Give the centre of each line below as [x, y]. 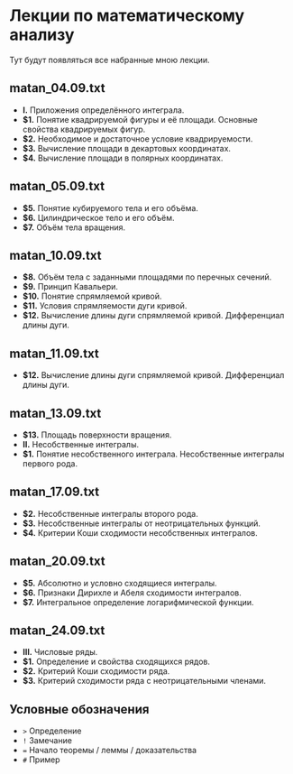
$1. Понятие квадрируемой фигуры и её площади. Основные [140, 119]
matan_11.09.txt [54, 353]
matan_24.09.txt [57, 631]
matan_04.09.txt [57, 88]
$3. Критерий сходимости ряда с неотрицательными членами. [144, 681]
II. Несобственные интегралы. [81, 444]
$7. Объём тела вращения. [74, 227]
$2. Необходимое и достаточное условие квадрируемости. [137, 138]
